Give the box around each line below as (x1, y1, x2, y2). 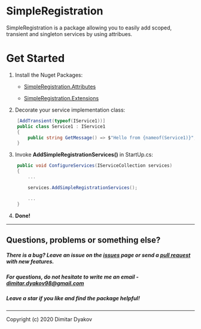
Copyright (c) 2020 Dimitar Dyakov (6, 315, 93, 322)
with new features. (6, 258, 54, 265)
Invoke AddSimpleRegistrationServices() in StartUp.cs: (14, 151, 154, 158)
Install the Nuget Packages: (14, 71, 83, 79)
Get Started (6, 52, 65, 65)
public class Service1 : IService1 (17, 123, 106, 130)
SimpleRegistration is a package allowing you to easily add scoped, (6, 24, 172, 31)
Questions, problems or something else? (6, 235, 161, 245)
